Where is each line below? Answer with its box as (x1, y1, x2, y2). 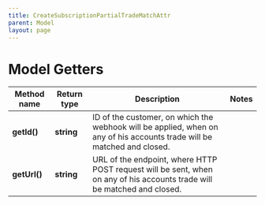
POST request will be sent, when (91, 164, 213, 175)
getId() (12, 127, 39, 138)
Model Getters (8, 60, 104, 78)
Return (56, 88, 83, 99)
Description (135, 94, 180, 105)
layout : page (8, 26, 51, 34)
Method (14, 88, 45, 99)
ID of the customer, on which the (91, 112, 214, 123)
